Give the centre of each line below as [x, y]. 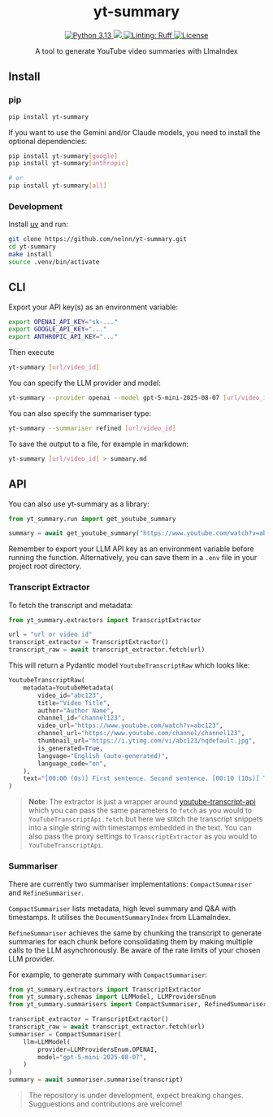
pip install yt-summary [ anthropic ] [69, 164]
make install [30, 255]
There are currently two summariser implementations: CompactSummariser [130, 884]
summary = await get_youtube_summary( [74, 533]
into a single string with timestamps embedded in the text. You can [140, 828]
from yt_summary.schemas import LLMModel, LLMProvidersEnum [113, 997]
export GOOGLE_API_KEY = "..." [58, 329]
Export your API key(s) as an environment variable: [93, 307]
